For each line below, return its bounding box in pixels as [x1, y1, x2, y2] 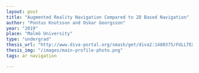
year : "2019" [6, 25, 38, 31]
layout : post [6, 8, 38, 15]
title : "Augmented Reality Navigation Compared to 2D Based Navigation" [6, 14, 190, 20]
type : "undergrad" [6, 36, 52, 42]
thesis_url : [6, 42, 36, 48]
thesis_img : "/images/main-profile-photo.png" [6, 47, 123, 53]
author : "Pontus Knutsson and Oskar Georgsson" [6, 20, 126, 26]
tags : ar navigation [6, 53, 57, 59]
